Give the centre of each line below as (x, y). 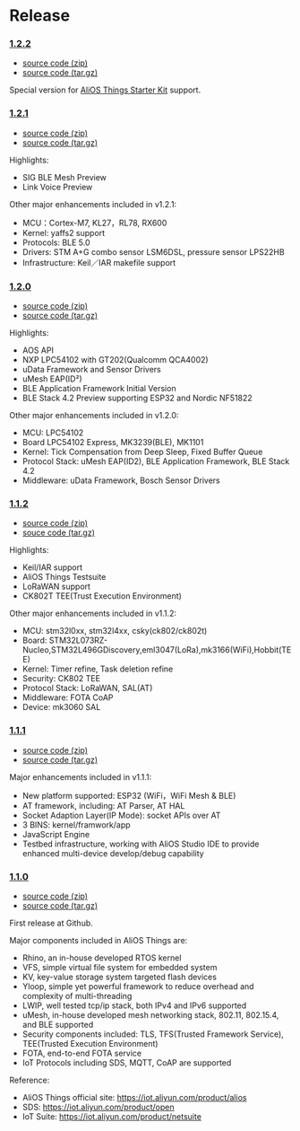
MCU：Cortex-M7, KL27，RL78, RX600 (94, 223)
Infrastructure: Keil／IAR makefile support (99, 262)
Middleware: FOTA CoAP (68, 697)
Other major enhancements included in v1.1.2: (93, 614)
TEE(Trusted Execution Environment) (90, 1043)
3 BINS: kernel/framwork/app (77, 824)
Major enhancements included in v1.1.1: (81, 776)
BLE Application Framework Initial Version (99, 389)
